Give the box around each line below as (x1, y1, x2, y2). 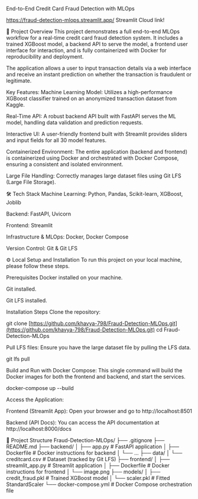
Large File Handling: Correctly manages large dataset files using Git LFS (6, 172, 181, 179)
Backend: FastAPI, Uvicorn (6, 210, 72, 217)
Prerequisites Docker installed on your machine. (6, 274, 123, 281)
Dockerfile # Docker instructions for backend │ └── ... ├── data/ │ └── (6, 449, 183, 456)
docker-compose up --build (6, 385, 74, 391)
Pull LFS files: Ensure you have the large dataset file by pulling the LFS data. (6, 344, 191, 351)
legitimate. (6, 77, 32, 84)
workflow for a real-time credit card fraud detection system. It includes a (6, 34, 183, 41)
